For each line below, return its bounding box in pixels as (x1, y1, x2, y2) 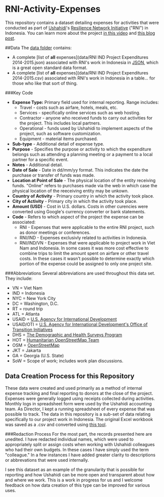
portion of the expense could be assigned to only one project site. (19, 261, 153, 267)
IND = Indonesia (12, 290, 45, 296)
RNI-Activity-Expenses (5, 3, 101, 15)
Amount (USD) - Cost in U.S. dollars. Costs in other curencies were (12, 203, 148, 209)
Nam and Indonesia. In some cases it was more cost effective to (19, 245, 149, 251)
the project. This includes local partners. (19, 120, 101, 126)
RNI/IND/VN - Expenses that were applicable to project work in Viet (19, 240, 155, 246)
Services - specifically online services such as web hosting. (19, 109, 141, 116)
